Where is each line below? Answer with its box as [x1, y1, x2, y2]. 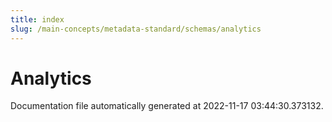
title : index [10, 14, 65, 25]
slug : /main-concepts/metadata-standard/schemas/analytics [10, 24, 262, 34]
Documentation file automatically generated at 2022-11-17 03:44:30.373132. [10, 100, 324, 112]
